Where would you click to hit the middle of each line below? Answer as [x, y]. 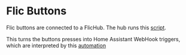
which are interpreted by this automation [56, 45]
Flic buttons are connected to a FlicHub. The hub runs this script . [86, 27]
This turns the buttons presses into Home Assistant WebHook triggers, [93, 39]
